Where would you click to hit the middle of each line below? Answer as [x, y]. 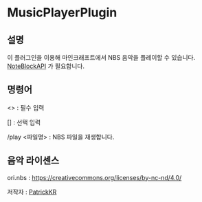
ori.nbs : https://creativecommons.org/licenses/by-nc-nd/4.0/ [94, 177]
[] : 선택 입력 [24, 122]
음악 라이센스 [33, 160]
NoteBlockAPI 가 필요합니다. [46, 66]
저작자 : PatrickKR [32, 192]
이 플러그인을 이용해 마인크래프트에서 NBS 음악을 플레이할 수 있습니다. [101, 57]
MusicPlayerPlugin [62, 13]
